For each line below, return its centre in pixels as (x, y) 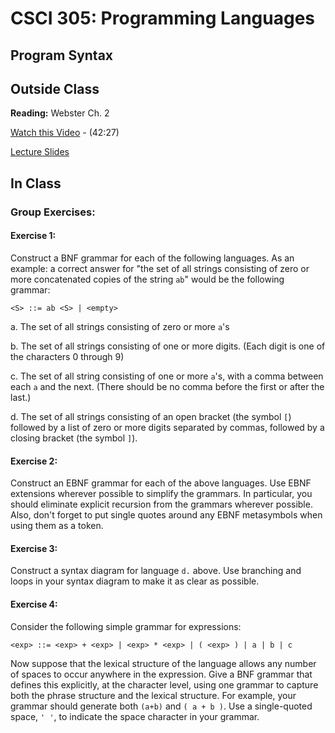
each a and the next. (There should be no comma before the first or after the (167, 386)
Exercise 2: (34, 461)
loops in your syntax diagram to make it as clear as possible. (135, 581)
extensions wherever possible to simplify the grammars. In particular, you (161, 494)
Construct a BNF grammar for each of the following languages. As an (152, 258)
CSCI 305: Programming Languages (163, 18)
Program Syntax (62, 55)
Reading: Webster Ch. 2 (60, 113)
